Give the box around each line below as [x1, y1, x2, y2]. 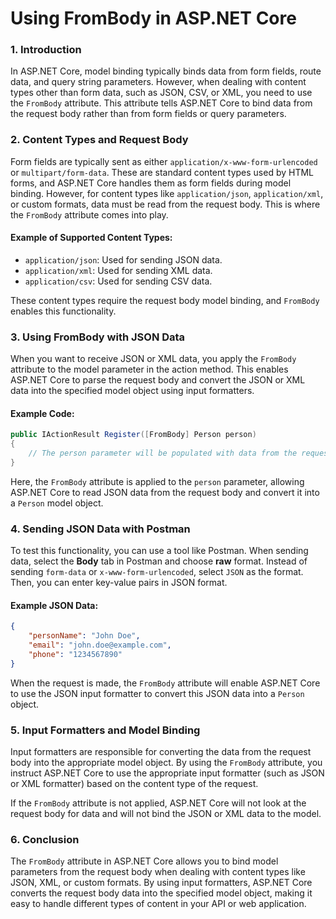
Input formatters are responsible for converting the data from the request [10, 746, 312, 758]
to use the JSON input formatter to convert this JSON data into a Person [10, 687, 305, 699]
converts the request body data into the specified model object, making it [10, 887, 313, 899]
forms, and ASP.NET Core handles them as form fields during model [10, 177, 292, 189]
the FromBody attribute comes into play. [10, 208, 169, 221]
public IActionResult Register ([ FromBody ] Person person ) [10, 430, 257, 440]
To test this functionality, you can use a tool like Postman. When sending [10, 545, 309, 557]
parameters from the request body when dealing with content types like [10, 866, 306, 878]
